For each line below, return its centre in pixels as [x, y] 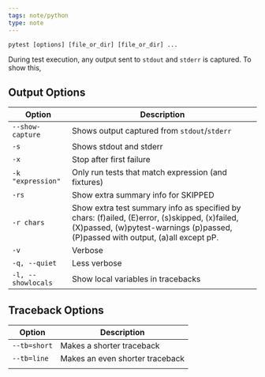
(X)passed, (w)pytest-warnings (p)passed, [152, 228]
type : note [26, 23]
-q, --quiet [35, 263]
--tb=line [30, 359]
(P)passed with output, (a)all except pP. [146, 238]
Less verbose [97, 263]
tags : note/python [38, 15]
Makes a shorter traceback [110, 346]
